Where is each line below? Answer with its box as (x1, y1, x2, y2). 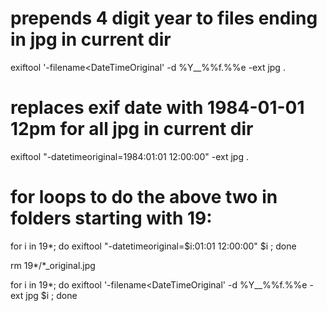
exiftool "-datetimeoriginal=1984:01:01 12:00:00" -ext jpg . (10, 150, 249, 162)
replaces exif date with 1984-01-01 (10, 97, 305, 119)
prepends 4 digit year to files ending (10, 7, 318, 30)
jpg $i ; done (25, 289, 78, 301)
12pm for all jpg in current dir (10, 118, 254, 141)
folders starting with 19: (10, 207, 213, 230)
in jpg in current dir (10, 28, 172, 51)
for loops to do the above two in (10, 186, 278, 209)
